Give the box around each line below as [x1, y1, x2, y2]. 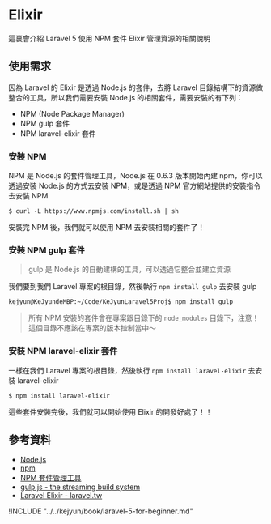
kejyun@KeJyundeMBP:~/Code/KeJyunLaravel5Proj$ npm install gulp [8, 298, 233, 306]
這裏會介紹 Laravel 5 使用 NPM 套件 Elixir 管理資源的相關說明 [8, 33, 211, 43]
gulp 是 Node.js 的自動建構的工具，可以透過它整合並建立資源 [28, 265, 231, 275]
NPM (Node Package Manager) [19, 109, 125, 118]
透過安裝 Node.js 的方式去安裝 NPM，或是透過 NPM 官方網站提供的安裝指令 [8, 181, 261, 191]
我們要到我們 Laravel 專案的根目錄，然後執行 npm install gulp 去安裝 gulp [8, 282, 257, 292]
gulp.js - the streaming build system [19, 482, 140, 492]
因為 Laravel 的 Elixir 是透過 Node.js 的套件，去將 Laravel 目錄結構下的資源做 [8, 83, 264, 92]
